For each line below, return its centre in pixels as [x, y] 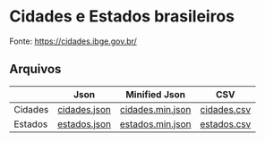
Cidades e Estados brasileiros [122, 17]
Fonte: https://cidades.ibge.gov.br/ [73, 41]
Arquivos [35, 69]
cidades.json [85, 109]
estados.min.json [155, 124]
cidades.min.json [155, 109]
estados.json [84, 124]
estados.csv [226, 124]
